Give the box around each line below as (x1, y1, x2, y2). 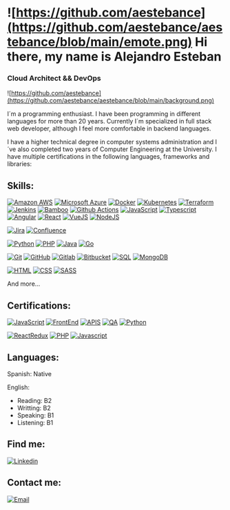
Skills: (7, 179, 34, 191)
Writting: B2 (17, 404, 51, 412)
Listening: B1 (17, 418, 54, 426)
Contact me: (7, 477, 62, 489)
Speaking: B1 (17, 411, 54, 419)
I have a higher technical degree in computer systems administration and (7, 138, 214, 146)
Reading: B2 (17, 396, 52, 404)
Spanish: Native (7, 369, 52, 377)
